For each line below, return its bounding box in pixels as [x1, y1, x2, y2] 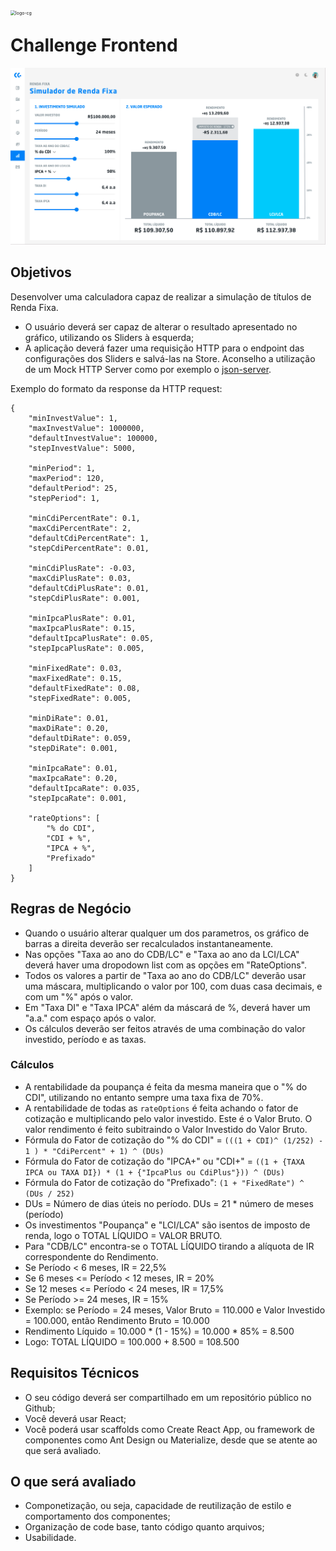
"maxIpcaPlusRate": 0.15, [28, 623, 137, 633]
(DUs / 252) [24, 1189, 75, 1199]
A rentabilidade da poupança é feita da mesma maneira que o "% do [24, 1080, 308, 1093]
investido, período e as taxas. [24, 1033, 147, 1045]
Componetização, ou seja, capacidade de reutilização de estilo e [24, 1500, 292, 1512]
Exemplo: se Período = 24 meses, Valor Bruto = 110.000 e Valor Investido [24, 1304, 326, 1316]
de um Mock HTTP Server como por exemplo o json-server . [24, 363, 272, 375]
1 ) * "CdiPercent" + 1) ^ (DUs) [24, 1146, 165, 1156]
